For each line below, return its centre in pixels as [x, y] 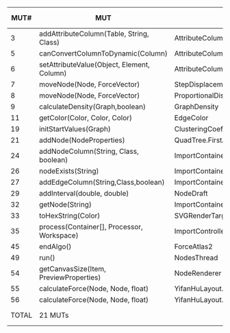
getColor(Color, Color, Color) [85, 118]
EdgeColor [191, 118]
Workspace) [59, 235]
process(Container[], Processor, [91, 227]
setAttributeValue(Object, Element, [94, 65]
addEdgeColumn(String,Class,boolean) [102, 182]
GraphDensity [196, 107]
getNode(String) [65, 204]
